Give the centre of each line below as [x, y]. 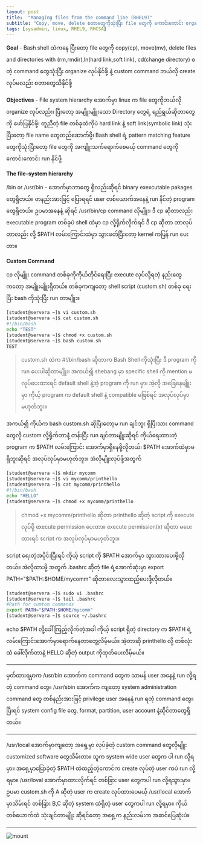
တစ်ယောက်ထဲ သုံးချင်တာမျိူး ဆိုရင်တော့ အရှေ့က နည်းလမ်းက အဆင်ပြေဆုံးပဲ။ [98, 815]
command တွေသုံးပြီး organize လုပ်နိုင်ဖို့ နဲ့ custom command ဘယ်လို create [105, 71]
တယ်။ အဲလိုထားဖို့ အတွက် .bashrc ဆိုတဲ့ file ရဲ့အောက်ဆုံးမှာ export [85, 567]
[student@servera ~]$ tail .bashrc [51, 599]
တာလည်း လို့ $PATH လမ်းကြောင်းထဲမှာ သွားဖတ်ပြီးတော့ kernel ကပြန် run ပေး [98, 234]
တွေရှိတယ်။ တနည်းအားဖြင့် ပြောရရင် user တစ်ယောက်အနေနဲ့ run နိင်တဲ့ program [101, 199]
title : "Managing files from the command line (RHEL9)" [79, 18]
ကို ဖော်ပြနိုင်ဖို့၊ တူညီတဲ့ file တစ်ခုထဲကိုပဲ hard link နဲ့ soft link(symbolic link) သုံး [99, 123]
